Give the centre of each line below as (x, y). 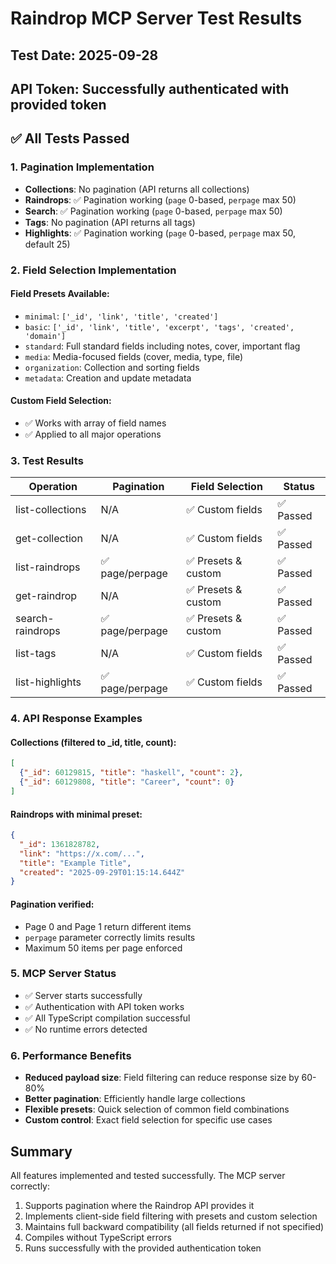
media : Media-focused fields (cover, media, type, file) (134, 356)
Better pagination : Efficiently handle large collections (135, 1099)
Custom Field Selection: (61, 401)
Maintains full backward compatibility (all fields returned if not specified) (174, 1226)
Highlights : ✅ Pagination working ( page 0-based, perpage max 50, (160, 233)
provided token (58, 104)
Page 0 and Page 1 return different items (108, 926)
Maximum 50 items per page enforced (103, 948)
